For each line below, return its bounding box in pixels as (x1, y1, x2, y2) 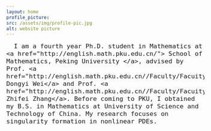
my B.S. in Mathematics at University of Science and (6, 102, 199, 111)
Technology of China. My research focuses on (6, 109, 169, 118)
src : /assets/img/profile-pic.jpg (6, 20, 93, 26)
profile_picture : (6, 14, 50, 20)
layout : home (6, 8, 39, 15)
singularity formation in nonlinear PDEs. (6, 117, 158, 126)
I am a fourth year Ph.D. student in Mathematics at (14, 42, 203, 50)
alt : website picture (6, 25, 61, 32)
